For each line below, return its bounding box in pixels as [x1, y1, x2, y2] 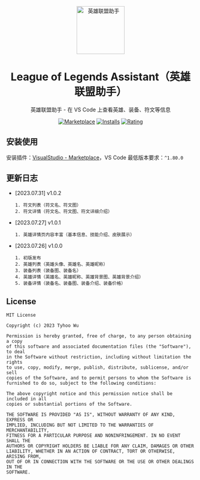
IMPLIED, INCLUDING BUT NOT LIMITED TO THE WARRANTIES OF [6, 422, 154, 429]
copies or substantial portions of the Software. [6, 401, 133, 408]
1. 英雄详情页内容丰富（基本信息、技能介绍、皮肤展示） [14, 232, 135, 238]
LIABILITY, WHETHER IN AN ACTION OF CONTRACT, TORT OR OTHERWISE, [6, 448, 175, 454]
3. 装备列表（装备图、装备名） [14, 268, 81, 274]
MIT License [6, 312, 36, 318]
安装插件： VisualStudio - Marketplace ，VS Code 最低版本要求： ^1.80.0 [6, 154, 184, 161]
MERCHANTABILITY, [6, 427, 50, 433]
